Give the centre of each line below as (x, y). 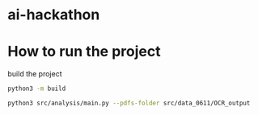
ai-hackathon (54, 15)
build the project (35, 74)
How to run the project (84, 52)
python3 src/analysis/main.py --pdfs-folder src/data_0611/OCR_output (129, 103)
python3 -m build (37, 89)
